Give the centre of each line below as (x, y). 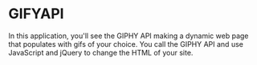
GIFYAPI (36, 14)
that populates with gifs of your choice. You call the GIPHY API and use (126, 44)
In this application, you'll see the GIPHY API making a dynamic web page (128, 36)
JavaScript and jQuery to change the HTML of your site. (101, 52)
